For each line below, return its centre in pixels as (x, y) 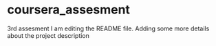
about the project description (48, 35)
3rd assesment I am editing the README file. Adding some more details (108, 28)
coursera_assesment (69, 10)
